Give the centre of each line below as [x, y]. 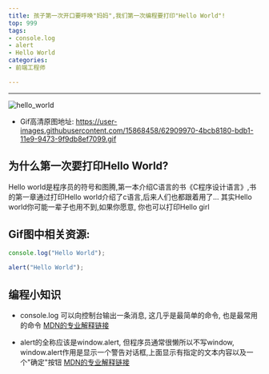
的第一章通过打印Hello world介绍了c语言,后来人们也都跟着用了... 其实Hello [130, 197]
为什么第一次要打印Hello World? [88, 166]
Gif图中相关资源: [49, 234]
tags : [17, 30]
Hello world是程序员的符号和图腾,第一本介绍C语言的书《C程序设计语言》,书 [132, 187]
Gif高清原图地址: [47, 121]
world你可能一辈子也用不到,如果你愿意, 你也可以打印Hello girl [109, 207]
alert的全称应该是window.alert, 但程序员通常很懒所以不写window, [127, 342]
